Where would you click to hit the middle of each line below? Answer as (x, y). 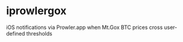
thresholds (39, 33)
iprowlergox (37, 11)
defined (16, 33)
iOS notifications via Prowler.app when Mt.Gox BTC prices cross (85, 27)
